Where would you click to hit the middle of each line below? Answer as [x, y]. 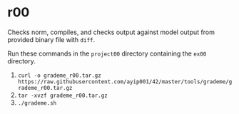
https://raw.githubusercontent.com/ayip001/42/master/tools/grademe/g [125, 82]
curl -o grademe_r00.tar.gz [59, 76]
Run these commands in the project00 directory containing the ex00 [107, 53]
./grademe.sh [37, 103]
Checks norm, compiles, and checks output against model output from [111, 32]
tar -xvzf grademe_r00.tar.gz [63, 95]
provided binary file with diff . [51, 39]
